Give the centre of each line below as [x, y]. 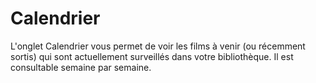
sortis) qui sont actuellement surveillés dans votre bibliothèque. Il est [152, 56]
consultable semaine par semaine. [81, 67]
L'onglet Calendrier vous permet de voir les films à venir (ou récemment [158, 46]
